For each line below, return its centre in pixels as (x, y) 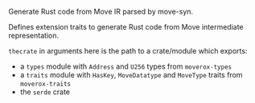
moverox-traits (45, 84)
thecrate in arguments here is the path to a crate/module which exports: (128, 51)
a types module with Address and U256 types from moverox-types (125, 66)
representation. (33, 36)
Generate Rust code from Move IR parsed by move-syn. (101, 12)
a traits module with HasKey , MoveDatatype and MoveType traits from (131, 75)
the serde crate (45, 92)
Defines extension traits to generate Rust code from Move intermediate (126, 27)
